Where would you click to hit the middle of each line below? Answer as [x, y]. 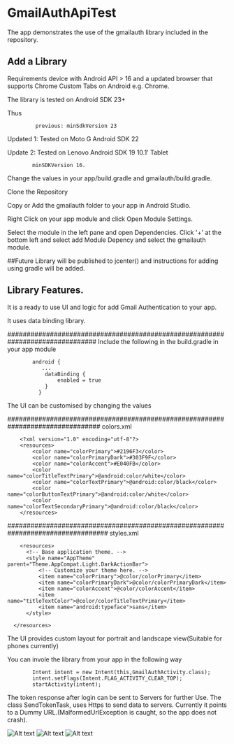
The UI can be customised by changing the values [79, 405]
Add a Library [37, 62]
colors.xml [117, 426]
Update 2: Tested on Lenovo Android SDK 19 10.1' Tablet [88, 152]
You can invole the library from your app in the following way [95, 659]
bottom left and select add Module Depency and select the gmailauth [107, 240]
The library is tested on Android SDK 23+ [66, 99]
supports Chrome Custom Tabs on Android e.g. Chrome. [88, 86]
